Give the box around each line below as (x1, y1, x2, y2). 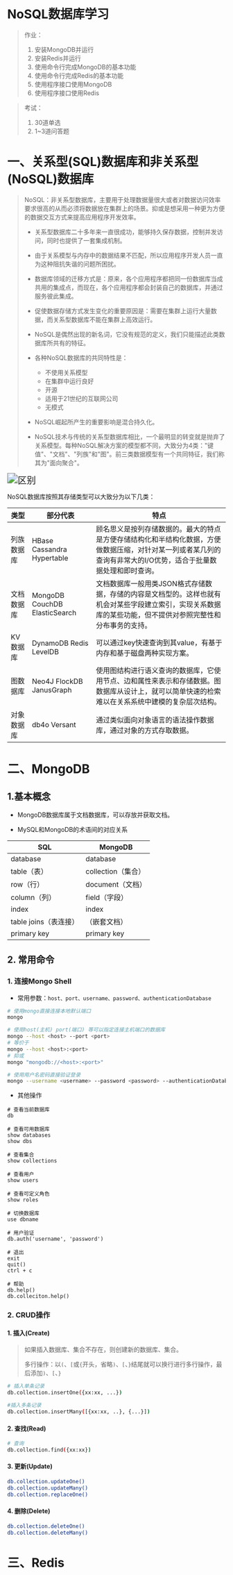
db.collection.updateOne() (7, 1478, 85, 1485)
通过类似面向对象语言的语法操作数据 (96, 715, 214, 724)
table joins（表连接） (10, 917, 79, 926)
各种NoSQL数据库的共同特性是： (34, 353, 128, 362)
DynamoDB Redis (31, 638, 89, 648)
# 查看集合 (7, 1151, 35, 1158)
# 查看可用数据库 (7, 1126, 50, 1133)
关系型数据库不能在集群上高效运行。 (53, 315, 157, 324)
